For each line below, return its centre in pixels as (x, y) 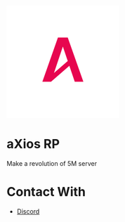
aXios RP (33, 144)
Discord (28, 211)
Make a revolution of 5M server (52, 163)
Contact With (46, 192)
